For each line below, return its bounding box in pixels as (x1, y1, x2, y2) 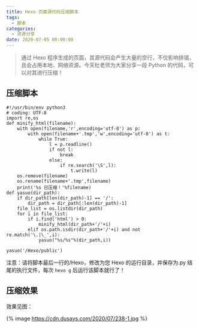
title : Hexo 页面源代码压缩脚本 (6, 8, 79, 15)
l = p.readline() (49, 141, 93, 147)
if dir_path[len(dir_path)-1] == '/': (17, 195, 114, 201)
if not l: (49, 147, 74, 153)
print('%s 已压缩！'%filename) (17, 184, 92, 190)
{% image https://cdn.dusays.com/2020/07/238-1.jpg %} (6, 315, 148, 322)
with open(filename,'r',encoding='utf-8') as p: (17, 126, 141, 132)
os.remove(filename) (17, 172, 68, 179)
